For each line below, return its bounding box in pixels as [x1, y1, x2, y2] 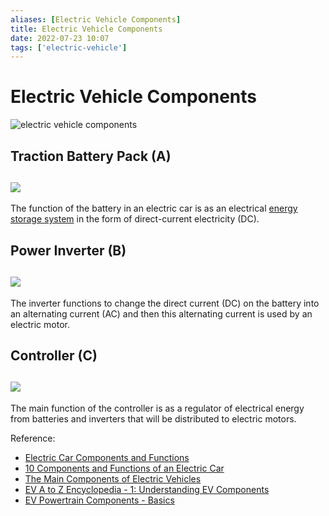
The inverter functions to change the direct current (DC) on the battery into [10, 297, 320, 309]
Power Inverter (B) [10, 242, 127, 259]
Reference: [10, 432, 56, 444]
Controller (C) [10, 347, 98, 364]
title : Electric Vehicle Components [10, 24, 163, 34]
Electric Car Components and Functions [24, 451, 190, 463]
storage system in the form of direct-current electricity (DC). [10, 213, 260, 225]
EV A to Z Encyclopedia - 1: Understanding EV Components [24, 483, 270, 495]
